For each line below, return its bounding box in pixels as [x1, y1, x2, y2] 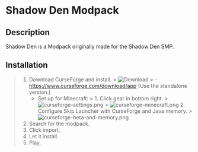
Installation [5, 60, 48, 70]
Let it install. [28, 132, 59, 140]
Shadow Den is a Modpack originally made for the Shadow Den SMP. [5, 43, 174, 50]
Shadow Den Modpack [5, 4, 119, 17]
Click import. [28, 126, 60, 134]
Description [5, 27, 50, 37]
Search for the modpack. [28, 120, 90, 127]
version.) [28, 88, 51, 96]
